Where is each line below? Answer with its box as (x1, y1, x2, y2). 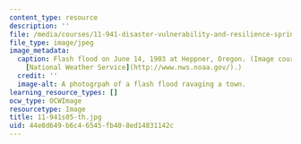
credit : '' (17, 72, 58, 80)
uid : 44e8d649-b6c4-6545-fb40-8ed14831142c (9, 122, 175, 131)
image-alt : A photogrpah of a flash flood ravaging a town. (17, 80, 246, 89)
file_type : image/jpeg (9, 38, 94, 47)
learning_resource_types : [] (9, 88, 118, 97)
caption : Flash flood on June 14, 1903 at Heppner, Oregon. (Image (17, 55, 275, 64)
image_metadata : (9, 47, 70, 55)
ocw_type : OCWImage (9, 96, 82, 106)
